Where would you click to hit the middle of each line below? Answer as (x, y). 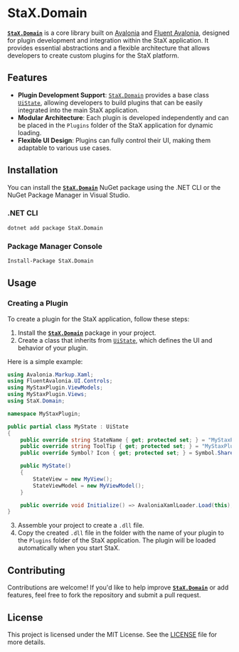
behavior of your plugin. (53, 348)
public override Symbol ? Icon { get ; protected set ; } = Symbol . (119, 453)
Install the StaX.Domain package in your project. (87, 333)
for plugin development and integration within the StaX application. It (108, 40)
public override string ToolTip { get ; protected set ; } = (110, 447)
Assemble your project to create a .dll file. (81, 525)
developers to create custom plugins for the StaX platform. (93, 55)
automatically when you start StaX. (69, 548)
